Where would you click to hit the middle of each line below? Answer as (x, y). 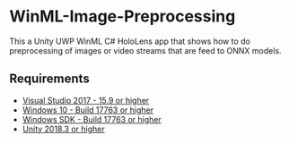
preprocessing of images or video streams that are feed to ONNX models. (145, 50)
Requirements (49, 79)
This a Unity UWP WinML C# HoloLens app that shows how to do (130, 41)
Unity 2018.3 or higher (63, 129)
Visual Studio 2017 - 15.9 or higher (86, 100)
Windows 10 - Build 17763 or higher (88, 110)
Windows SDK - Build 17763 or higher (92, 119)
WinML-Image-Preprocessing (123, 17)
